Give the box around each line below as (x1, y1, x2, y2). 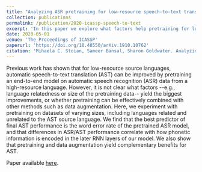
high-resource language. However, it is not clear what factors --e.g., (6, 84, 176, 91)
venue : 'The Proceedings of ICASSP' (6, 37, 98, 43)
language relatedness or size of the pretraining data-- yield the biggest (6, 90, 182, 97)
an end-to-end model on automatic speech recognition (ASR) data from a (6, 77, 188, 84)
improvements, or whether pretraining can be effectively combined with (6, 96, 184, 103)
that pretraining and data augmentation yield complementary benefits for (6, 141, 187, 148)
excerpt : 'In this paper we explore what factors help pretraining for (6, 25, 189, 32)
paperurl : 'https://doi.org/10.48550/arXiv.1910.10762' (6, 43, 149, 49)
